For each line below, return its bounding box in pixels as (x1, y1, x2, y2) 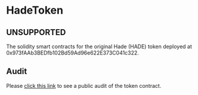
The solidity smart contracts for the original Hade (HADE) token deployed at (6, 43, 193, 50)
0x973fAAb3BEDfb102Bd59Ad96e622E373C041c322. (6, 49, 139, 56)
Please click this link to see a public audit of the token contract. (6, 82, 162, 89)
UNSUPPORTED (6, 27, 66, 37)
